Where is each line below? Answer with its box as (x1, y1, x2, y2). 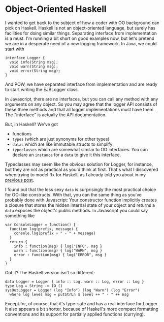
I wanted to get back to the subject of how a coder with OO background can (5, 20, 160, 26)
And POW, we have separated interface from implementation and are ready (5, 81, 158, 87)
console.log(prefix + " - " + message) (14, 230, 96, 236)
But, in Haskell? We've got (5, 121, 58, 127)
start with (5, 46, 25, 52)
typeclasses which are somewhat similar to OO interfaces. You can (12, 146, 148, 152)
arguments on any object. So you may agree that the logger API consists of (5, 101, 158, 107)
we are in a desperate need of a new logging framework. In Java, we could (5, 40, 157, 46)
